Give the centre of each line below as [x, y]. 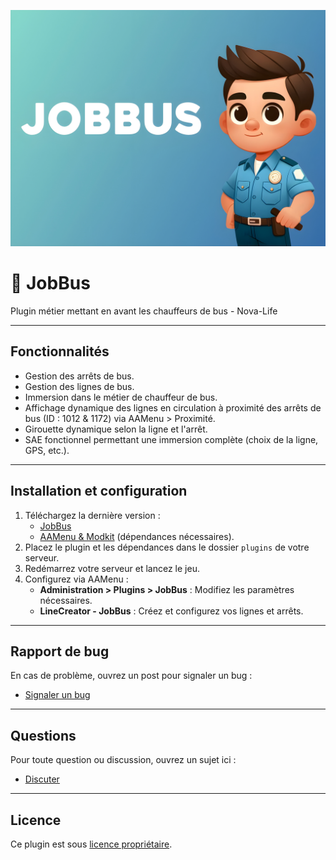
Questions [43, 735]
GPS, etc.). [47, 450]
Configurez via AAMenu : [76, 579]
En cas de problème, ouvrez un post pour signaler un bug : [131, 676]
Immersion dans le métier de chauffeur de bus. [121, 397]
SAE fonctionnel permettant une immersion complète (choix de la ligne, [171, 439]
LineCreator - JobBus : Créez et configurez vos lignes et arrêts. [171, 611]
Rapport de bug [60, 651]
